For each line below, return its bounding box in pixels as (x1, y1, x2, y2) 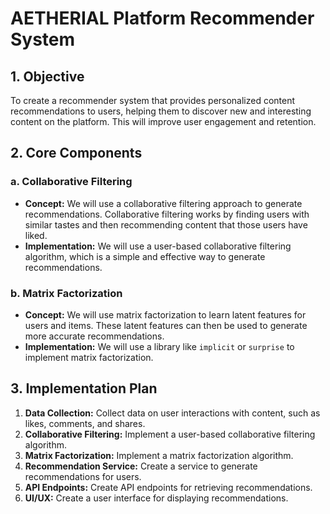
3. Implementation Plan (10, 380, 158, 397)
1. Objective (10, 68, 85, 85)
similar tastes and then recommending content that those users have (24, 218, 308, 231)
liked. (24, 229, 48, 241)
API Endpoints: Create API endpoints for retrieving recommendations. (24, 481, 313, 493)
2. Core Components (10, 145, 143, 162)
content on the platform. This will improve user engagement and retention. (10, 116, 317, 127)
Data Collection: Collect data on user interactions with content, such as (24, 407, 321, 419)
